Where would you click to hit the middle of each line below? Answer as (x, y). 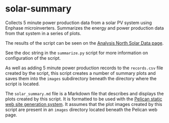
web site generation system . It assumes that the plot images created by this (84, 104)
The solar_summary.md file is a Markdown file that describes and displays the (84, 93)
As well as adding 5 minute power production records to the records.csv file (84, 68)
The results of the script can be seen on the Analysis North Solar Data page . (84, 43)
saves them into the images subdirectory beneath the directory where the (81, 78)
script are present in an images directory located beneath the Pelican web (81, 109)
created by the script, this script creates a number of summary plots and (80, 73)
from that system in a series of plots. (43, 33)
